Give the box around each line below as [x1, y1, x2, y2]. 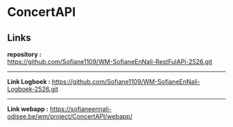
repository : [7, 50, 42, 58]
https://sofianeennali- [49, 105, 112, 113]
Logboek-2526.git [7, 85, 59, 93]
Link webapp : [7, 105, 49, 113]
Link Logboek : [7, 78, 51, 85]
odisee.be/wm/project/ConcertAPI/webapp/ [7, 112, 133, 120]
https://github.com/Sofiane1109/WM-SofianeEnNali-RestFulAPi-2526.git [7, 58, 213, 66]
